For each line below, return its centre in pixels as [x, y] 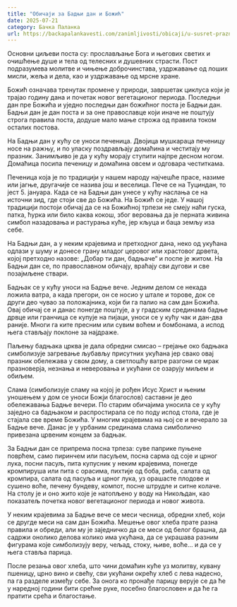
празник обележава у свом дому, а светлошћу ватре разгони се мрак [113, 361]
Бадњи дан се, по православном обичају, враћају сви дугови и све [109, 266]
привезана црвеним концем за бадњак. [67, 435]
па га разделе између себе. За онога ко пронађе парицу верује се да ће [116, 581]
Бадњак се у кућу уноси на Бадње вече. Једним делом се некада [107, 288]
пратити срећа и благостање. [52, 596]
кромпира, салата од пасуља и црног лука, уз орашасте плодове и [108, 478]
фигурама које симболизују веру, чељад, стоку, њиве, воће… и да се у [115, 545]
